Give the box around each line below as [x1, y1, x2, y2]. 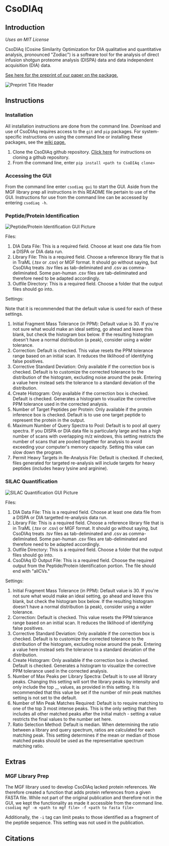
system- [141, 128, 159, 134]
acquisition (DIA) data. [5, 63, 52, 68]
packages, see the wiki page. [5, 139, 66, 145]
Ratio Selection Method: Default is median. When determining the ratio [12, 721, 159, 728]
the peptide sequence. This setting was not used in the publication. [5, 820, 145, 826]
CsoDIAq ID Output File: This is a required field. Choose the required [12, 557, 154, 563]
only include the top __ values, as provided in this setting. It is [12, 684, 140, 690]
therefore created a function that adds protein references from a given [5, 790, 151, 796]
